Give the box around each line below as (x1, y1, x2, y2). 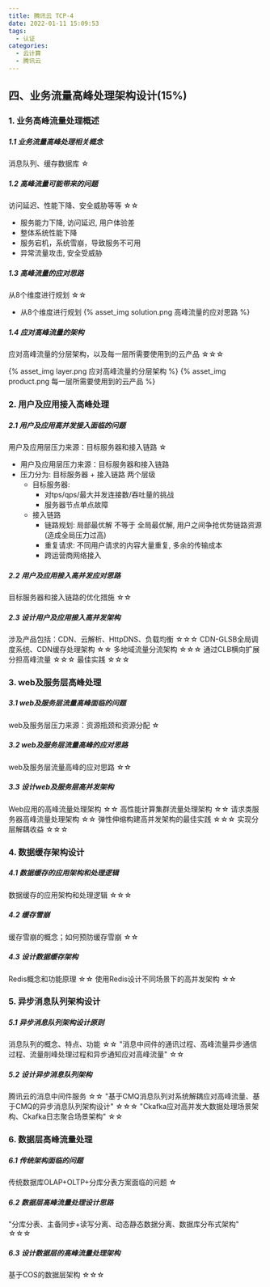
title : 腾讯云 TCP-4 (8, 11, 74, 20)
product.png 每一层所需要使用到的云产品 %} (8, 377, 156, 387)
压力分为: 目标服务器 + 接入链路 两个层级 (19, 469, 156, 479)
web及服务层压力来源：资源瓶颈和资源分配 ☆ (8, 720, 160, 730)
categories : (8, 42, 49, 50)
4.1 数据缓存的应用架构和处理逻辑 (8, 868, 119, 878)
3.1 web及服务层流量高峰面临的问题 (8, 698, 127, 708)
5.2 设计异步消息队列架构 (8, 1069, 93, 1080)
